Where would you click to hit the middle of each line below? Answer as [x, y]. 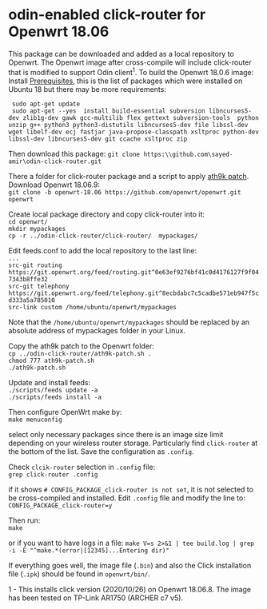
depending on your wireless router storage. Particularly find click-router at [133, 443]
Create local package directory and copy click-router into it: [107, 214]
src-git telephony [39, 286]
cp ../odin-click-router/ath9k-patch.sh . [80, 353]
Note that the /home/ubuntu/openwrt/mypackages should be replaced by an [129, 322]
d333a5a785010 [32, 300]
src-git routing [35, 265]
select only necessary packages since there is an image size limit [116, 434]
